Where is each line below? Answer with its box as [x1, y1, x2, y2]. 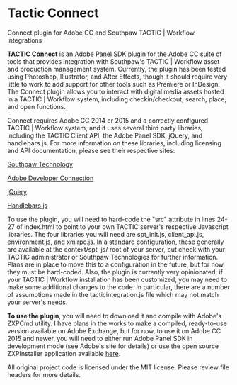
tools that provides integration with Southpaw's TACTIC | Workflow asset [7, 57, 220, 65]
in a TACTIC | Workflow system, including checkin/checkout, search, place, [7, 94, 227, 104]
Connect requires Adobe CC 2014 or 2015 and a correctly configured [7, 116, 209, 125]
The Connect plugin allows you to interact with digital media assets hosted [7, 87, 224, 96]
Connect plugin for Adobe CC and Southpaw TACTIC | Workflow [7, 28, 195, 37]
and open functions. [7, 102, 66, 111]
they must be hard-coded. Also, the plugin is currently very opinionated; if [7, 267, 224, 276]
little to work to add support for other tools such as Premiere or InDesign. [7, 79, 221, 88]
